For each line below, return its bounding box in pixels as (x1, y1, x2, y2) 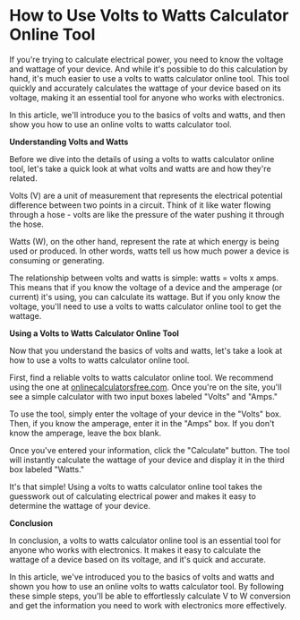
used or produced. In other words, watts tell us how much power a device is (9, 245, 289, 256)
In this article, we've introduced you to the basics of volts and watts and (9, 571, 275, 582)
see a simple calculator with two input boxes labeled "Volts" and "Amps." (9, 391, 279, 401)
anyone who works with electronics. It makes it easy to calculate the (9, 544, 261, 555)
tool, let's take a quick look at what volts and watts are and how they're (9, 163, 271, 174)
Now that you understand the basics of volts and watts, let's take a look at (9, 345, 283, 356)
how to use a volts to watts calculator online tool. (9, 355, 190, 366)
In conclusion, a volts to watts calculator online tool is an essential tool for (9, 535, 281, 546)
